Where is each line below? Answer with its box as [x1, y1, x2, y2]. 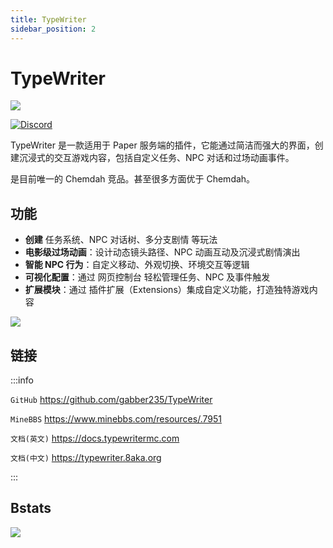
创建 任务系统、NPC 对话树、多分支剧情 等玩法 [24, 234, 218, 246]
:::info [10, 374, 34, 386]
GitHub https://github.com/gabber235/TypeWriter [10, 394, 213, 406]
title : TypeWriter [10, 14, 87, 25]
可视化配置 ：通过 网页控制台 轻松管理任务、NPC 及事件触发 [24, 271, 271, 283]
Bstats [10, 500, 52, 517]
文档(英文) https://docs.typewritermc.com [10, 432, 180, 445]
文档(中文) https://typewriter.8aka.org [10, 452, 162, 464]
